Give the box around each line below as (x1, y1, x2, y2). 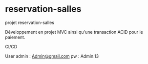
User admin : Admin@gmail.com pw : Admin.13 (5, 53, 99, 59)
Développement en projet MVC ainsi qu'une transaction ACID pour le (5, 29, 143, 35)
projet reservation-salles (5, 20, 55, 25)
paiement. (5, 34, 25, 40)
